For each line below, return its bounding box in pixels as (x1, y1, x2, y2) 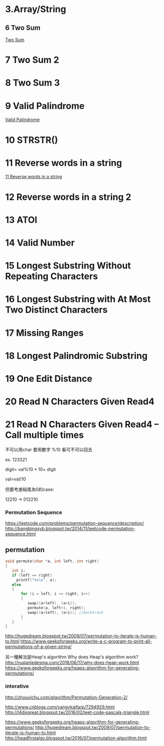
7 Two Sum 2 (5, 54, 59, 66)
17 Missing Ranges (5, 327, 84, 339)
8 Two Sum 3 (5, 77, 60, 89)
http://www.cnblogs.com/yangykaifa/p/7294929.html (5, 704, 115, 710)
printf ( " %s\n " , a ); (16, 577, 57, 582)
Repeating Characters (5, 271, 98, 282)
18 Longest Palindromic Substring (5, 350, 148, 361)
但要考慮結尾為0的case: (5, 486, 54, 492)
